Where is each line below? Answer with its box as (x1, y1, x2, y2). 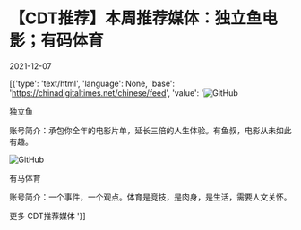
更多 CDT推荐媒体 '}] (9, 210, 87, 221)
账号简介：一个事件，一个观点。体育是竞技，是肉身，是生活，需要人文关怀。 (9, 192, 292, 202)
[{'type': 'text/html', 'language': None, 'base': (9, 78, 176, 89)
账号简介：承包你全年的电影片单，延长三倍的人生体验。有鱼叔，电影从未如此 (9, 124, 292, 135)
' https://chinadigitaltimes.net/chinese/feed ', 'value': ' (9, 87, 204, 98)
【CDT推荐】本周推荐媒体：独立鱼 (9, 8, 262, 29)
